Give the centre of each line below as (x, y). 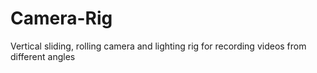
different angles (43, 56)
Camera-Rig (61, 18)
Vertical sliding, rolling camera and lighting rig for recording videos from (158, 46)
